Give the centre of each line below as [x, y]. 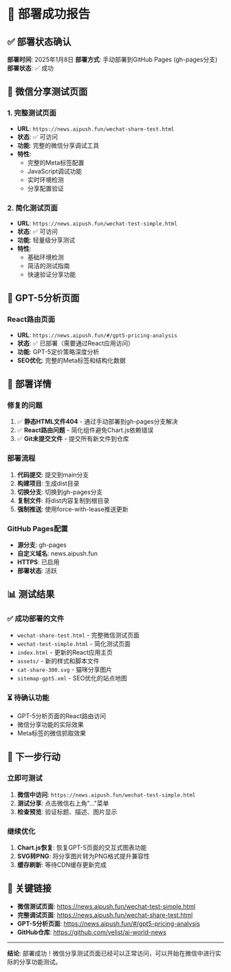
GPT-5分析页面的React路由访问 [62, 715]
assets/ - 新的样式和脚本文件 [58, 660]
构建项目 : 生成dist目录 [48, 483]
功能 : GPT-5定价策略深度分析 [58, 352]
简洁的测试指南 [48, 266]
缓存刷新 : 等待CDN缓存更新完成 [62, 865]
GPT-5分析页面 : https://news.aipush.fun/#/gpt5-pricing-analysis [109, 923]
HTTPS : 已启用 [38, 562]
